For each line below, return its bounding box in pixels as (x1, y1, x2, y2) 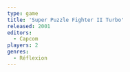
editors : (7, 29, 32, 36)
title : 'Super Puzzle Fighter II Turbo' (7, 16, 125, 23)
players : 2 (7, 42, 39, 49)
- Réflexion (13, 55, 48, 62)
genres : (7, 49, 30, 56)
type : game (7, 10, 39, 17)
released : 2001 (7, 23, 51, 29)
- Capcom (13, 36, 39, 43)
